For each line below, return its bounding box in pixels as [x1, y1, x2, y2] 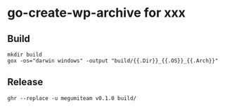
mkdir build [7, 51, 42, 58]
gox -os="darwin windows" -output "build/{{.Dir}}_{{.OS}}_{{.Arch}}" [7, 57, 219, 64]
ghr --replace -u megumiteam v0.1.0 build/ [7, 94, 137, 102]
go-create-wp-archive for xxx [7, 5, 186, 21]
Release [7, 76, 44, 88]
